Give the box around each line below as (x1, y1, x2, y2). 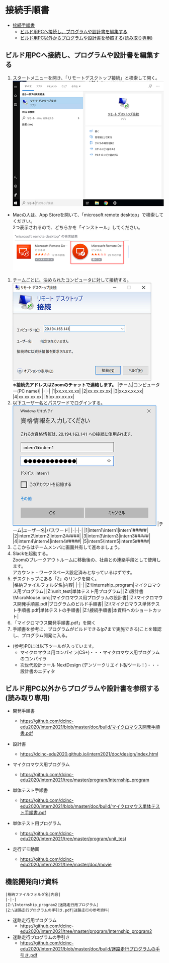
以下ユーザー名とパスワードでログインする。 (12, 399, 106, 405)
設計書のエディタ (20, 668, 55, 674)
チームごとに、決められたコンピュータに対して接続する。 (12, 277, 132, 283)
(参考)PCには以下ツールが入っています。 (12, 643, 97, 649)
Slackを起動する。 (12, 550, 51, 557)
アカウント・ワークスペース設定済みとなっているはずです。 (12, 569, 135, 575)
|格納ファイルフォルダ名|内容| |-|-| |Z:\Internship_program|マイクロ (12, 582, 152, 588)
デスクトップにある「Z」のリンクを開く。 (12, 575, 100, 582)
